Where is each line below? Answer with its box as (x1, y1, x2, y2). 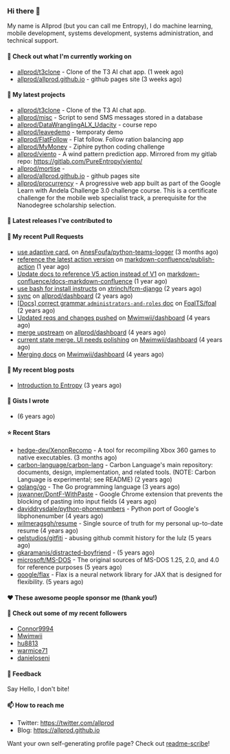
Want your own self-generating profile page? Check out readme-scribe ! (7, 740, 210, 748)
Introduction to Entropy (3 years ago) (16, 381, 122, 389)
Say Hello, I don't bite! (7, 685, 70, 693)
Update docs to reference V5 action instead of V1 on (16, 270, 166, 278)
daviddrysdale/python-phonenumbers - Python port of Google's (16, 505, 199, 513)
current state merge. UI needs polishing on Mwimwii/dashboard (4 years (16, 335, 223, 343)
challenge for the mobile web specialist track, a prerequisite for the (16, 193, 207, 202)
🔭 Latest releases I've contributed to (7, 217, 113, 225)
